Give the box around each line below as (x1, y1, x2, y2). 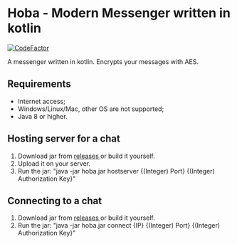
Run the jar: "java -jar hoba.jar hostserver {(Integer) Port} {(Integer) (17, 166, 215, 175)
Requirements (7, 78, 71, 90)
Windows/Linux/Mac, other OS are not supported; (17, 105, 164, 113)
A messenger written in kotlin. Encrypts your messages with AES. (7, 57, 199, 65)
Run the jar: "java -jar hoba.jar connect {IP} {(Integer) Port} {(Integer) (17, 221, 221, 230)
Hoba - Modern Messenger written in (7, 5, 231, 21)
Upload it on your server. (17, 159, 91, 168)
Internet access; (17, 97, 65, 105)
